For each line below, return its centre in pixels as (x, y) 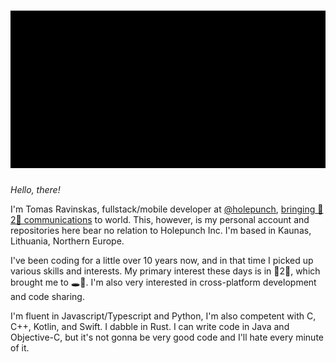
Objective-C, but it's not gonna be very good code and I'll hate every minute (167, 337)
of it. (20, 347)
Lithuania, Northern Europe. (67, 241)
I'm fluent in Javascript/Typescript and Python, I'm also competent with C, (163, 316)
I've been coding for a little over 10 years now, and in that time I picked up (162, 260)
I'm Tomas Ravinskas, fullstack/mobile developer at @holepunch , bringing (163, 209)
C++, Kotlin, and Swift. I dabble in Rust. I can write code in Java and (150, 326)
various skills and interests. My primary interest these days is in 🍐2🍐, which (165, 271)
